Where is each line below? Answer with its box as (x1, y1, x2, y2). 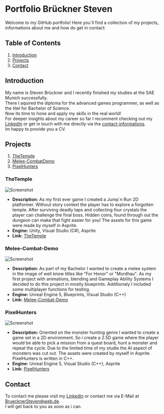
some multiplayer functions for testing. (12, 286, 91, 292)
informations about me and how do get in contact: (5, 24, 106, 30)
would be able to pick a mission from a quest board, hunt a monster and (12, 340, 158, 346)
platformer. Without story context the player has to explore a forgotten (12, 202, 154, 207)
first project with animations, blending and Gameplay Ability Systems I (12, 276, 154, 282)
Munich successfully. (5, 94, 48, 101)
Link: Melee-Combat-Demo (12, 297, 69, 302)
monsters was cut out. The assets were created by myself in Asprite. (12, 350, 151, 356)
